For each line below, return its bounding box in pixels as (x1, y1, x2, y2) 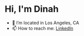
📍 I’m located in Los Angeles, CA (11, 20, 79, 26)
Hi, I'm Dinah (4, 3, 59, 15)
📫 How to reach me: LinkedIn (11, 25, 73, 31)
